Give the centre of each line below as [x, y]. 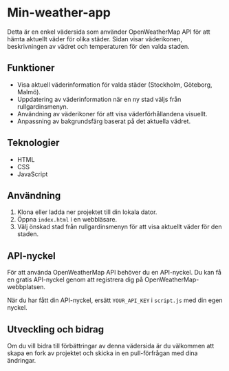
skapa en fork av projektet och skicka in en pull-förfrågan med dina [102, 353]
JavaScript [32, 174]
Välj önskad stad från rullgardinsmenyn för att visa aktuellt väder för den [119, 227]
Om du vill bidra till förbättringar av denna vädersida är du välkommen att [111, 346]
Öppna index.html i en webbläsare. [67, 220]
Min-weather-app [59, 13]
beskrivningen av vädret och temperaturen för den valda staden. [99, 46]
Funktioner [31, 68]
